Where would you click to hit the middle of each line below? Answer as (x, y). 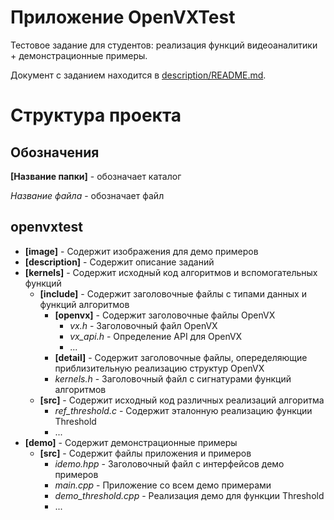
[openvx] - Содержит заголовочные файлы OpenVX (165, 315)
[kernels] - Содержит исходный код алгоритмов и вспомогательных (171, 272)
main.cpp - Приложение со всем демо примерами (163, 485)
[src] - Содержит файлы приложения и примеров (145, 453)
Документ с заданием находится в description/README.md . (138, 75)
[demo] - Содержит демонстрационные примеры (131, 442)
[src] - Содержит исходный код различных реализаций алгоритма (182, 400)
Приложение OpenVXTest (123, 17)
